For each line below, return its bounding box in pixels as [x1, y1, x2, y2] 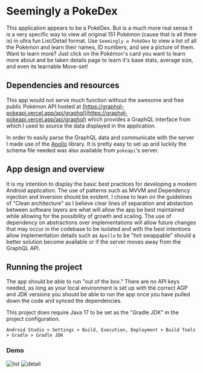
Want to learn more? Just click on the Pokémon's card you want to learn [6, 50, 186, 57]
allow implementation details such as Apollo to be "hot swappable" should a [6, 232, 196, 239]
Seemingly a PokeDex [6, 4, 118, 18]
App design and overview [6, 164, 105, 175]
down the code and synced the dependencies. [6, 297, 122, 305]
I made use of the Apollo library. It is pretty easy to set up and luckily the [6, 140, 187, 148]
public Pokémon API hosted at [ [6, 103, 85, 110]
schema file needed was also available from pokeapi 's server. [6, 146, 159, 154]
